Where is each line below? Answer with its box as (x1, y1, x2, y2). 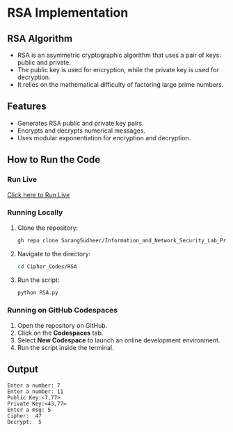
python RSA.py (17, 289, 58, 296)
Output (7, 363, 38, 376)
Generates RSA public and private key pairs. (17, 119, 144, 127)
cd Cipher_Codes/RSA (17, 263, 77, 270)
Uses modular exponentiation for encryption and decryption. (17, 133, 191, 142)
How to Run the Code (7, 154, 101, 166)
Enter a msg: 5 (7, 406, 51, 413)
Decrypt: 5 (7, 418, 42, 425)
